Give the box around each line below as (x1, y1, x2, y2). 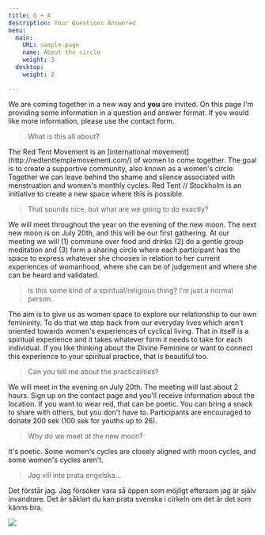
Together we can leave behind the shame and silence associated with (8, 172, 236, 182)
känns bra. (8, 503, 44, 512)
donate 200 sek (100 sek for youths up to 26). (8, 415, 158, 425)
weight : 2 (22, 71, 55, 78)
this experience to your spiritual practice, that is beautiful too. (8, 351, 209, 361)
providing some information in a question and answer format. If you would (8, 108, 249, 117)
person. (27, 294, 53, 304)
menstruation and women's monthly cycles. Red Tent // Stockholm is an (8, 180, 242, 190)
